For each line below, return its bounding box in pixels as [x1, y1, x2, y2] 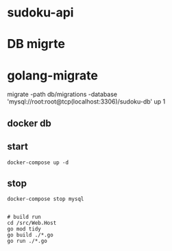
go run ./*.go [7, 238, 48, 245]
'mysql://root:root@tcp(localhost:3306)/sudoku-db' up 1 [7, 97, 166, 106]
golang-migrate [7, 67, 98, 83]
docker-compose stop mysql [7, 195, 84, 203]
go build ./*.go [7, 232, 53, 239]
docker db [7, 117, 51, 129]
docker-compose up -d [7, 159, 69, 166]
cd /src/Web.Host [7, 219, 57, 227]
